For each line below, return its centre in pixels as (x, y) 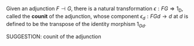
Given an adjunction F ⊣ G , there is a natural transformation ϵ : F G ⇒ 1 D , (95, 9)
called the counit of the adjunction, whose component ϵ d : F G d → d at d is (97, 17)
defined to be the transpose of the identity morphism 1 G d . (76, 24)
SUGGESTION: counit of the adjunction (54, 37)
